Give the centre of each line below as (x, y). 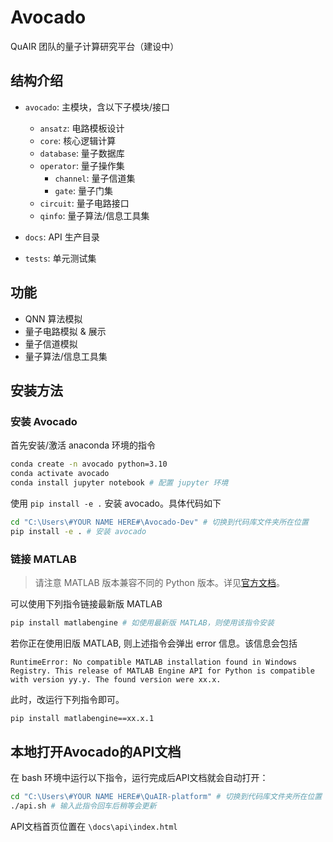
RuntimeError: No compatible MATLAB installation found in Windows (154, 662)
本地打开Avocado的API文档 (96, 752)
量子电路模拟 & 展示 (65, 331)
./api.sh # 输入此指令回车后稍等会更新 (83, 806)
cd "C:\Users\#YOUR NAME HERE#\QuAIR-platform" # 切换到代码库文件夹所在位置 (166, 797)
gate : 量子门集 (84, 190)
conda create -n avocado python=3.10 (89, 464)
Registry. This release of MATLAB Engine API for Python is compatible (162, 671)
